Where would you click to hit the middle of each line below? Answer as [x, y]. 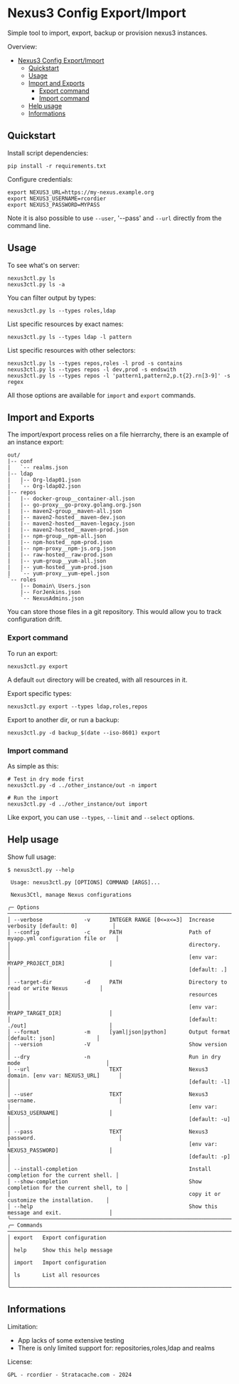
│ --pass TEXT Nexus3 [108, 1131]
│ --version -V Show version [117, 1044]
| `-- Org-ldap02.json [44, 487]
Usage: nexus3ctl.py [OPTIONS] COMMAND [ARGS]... [85, 882]
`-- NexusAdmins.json [52, 599]
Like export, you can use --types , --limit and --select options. [101, 817]
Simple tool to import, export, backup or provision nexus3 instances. [107, 33]
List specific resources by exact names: [65, 324]
